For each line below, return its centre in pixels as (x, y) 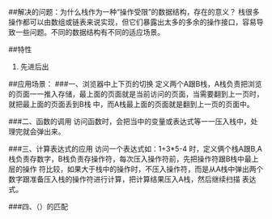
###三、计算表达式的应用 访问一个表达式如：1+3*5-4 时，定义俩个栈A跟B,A (136, 149)
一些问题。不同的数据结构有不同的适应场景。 (89, 32)
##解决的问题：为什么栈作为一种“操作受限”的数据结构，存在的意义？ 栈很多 (134, 12)
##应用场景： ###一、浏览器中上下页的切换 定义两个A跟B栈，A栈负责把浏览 (135, 84)
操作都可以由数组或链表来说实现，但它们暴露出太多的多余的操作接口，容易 (132, 22)
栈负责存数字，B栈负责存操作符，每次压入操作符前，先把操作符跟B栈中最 (130, 159)
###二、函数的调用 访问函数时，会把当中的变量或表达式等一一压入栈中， (130, 121)
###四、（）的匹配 (38, 206)
